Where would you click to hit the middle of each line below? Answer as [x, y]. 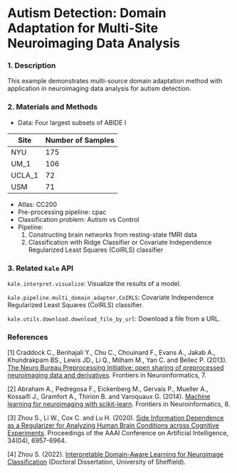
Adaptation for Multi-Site [83, 28]
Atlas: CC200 [37, 204]
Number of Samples [80, 140]
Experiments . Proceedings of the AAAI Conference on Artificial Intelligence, [118, 433]
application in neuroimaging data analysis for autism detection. [99, 89]
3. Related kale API [40, 268]
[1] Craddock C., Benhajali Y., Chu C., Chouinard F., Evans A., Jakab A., [111, 353]
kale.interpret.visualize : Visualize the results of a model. [94, 284]
